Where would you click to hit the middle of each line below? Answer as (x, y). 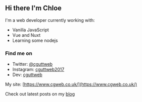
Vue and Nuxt (26, 35)
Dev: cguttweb (27, 75)
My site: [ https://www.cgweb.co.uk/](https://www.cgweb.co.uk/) (71, 85)
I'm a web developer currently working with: (50, 20)
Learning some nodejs (35, 40)
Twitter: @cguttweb (32, 64)
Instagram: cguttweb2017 (38, 70)
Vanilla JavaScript (31, 30)
